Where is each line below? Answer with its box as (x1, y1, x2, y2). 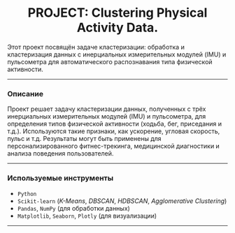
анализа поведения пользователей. (7, 149, 114, 158)
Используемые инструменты (7, 173, 114, 183)
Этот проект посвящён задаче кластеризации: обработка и (7, 43, 185, 51)
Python (17, 190, 37, 197)
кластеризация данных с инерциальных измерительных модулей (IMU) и (7, 50, 227, 59)
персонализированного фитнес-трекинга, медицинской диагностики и (7, 142, 220, 151)
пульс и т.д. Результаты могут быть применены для (7, 135, 162, 143)
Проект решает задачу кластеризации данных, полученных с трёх (7, 105, 206, 113)
